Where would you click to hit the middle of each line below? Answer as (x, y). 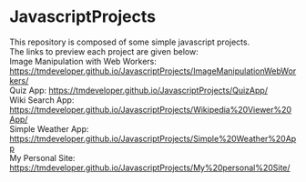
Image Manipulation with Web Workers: (83, 61)
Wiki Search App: (42, 100)
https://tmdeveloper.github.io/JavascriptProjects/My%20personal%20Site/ (150, 167)
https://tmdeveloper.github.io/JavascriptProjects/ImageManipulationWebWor (153, 71)
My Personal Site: (42, 157)
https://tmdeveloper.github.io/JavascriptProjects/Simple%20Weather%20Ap (153, 138)
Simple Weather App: (49, 128)
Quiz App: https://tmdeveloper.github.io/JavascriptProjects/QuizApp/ (139, 90)
